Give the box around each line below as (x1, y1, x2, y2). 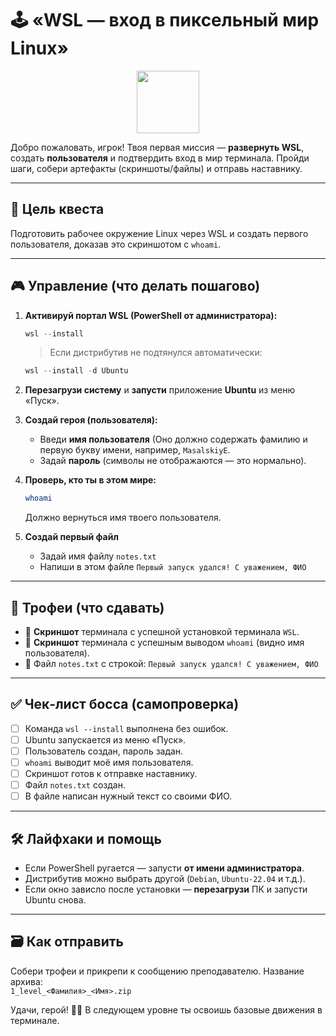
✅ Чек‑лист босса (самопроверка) (10, 696, 240, 713)
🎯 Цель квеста (10, 201, 105, 218)
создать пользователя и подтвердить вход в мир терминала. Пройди (10, 152, 310, 164)
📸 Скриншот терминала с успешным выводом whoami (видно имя (24, 637, 305, 648)
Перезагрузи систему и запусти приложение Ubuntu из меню (24, 384, 296, 396)
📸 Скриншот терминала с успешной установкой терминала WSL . (24, 626, 300, 637)
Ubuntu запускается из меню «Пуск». (24, 733, 187, 746)
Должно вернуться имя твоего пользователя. (24, 512, 222, 524)
